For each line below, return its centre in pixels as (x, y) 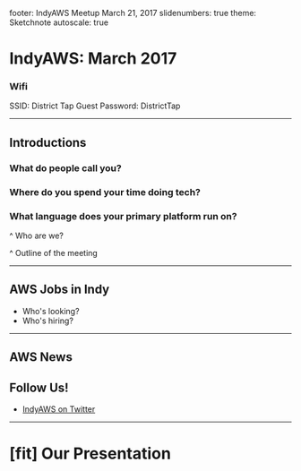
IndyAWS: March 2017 (93, 59)
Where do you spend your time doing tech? (105, 192)
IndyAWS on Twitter (59, 409)
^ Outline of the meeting (54, 253)
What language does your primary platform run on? (123, 216)
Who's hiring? (48, 321)
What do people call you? (66, 167)
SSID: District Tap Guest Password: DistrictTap (95, 106)
